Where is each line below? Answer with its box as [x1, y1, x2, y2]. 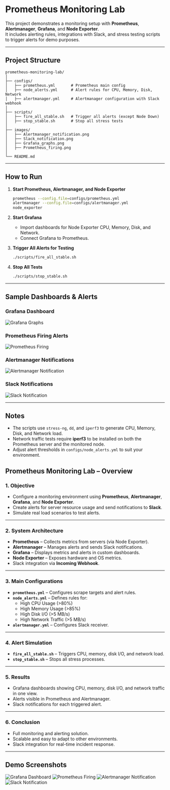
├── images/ [5, 127, 30, 133]
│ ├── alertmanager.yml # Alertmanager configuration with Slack [5, 96, 159, 101]
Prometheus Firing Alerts [5, 332, 68, 339]
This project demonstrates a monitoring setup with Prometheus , [5, 20, 139, 26]
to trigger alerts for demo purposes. [5, 37, 80, 43]
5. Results [5, 673, 30, 680]
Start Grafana [12, 214, 42, 220]
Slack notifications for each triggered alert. [12, 701, 102, 707]
